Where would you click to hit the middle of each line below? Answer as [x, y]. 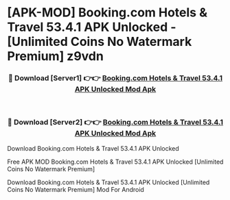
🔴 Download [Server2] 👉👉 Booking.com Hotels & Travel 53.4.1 [115, 123]
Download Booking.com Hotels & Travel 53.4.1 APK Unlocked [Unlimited [108, 182]
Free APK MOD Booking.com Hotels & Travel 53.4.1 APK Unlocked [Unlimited [115, 162]
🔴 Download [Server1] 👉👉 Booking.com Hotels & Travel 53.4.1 [115, 78]
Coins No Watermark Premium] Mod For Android [76, 189]
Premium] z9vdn [56, 57]
